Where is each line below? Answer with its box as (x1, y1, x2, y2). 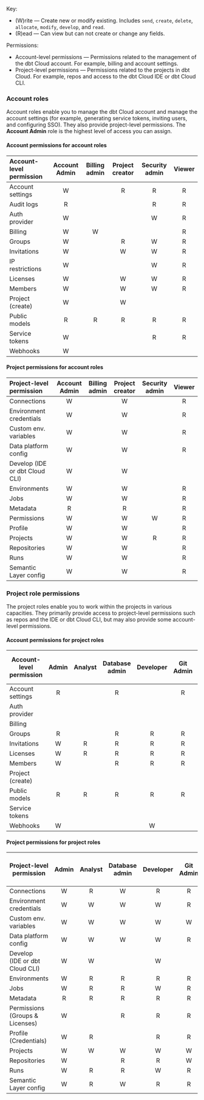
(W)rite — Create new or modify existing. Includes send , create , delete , (15, 17, 193, 24)
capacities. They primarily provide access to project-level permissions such (6, 609, 195, 617)
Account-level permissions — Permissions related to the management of (15, 54, 197, 60)
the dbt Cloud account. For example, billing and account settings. (15, 60, 178, 67)
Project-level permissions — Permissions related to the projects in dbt (15, 66, 190, 74)
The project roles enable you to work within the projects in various (6, 603, 172, 610)
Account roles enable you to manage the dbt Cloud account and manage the (6, 108, 198, 116)
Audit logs (9, 200, 38, 209)
